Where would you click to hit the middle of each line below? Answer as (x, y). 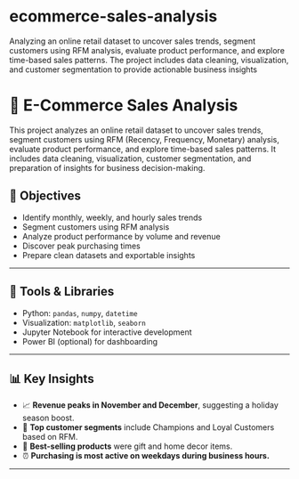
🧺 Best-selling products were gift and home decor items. (127, 446)
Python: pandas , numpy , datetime (80, 313)
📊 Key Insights (52, 379)
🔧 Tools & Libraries (62, 292)
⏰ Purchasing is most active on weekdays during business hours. (145, 456)
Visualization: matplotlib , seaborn (84, 322)
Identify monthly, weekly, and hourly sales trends (112, 217)
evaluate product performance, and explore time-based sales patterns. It (143, 149)
